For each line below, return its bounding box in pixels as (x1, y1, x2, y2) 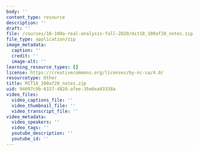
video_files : (6, 92, 39, 97)
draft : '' (6, 25, 31, 32)
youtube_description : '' (11, 130, 73, 137)
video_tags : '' (11, 125, 49, 131)
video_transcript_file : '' (11, 108, 79, 114)
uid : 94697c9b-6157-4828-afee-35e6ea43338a (6, 86, 116, 92)
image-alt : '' (11, 58, 46, 64)
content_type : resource (6, 14, 66, 20)
